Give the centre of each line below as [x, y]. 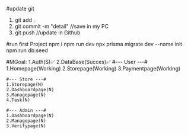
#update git [20, 9]
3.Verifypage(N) [26, 126]
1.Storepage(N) [25, 85]
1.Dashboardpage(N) [30, 115]
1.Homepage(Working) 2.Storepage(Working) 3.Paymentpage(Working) [93, 68]
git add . [25, 20]
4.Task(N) [18, 100]
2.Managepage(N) [26, 121]
